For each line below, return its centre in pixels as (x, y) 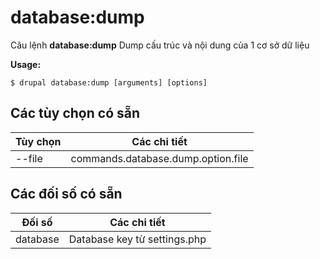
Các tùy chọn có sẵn (75, 113)
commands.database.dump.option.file (159, 158)
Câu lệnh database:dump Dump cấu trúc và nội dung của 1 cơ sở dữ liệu (160, 45)
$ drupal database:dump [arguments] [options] (109, 82)
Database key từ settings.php (137, 239)
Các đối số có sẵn (66, 194)
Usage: (26, 64)
